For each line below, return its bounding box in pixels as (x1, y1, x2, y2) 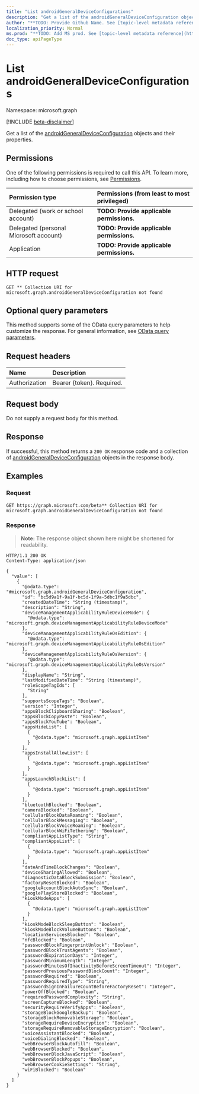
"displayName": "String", (21, 672, 86, 678)
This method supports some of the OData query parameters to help (6, 321, 171, 328)
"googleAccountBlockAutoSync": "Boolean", (21, 885, 129, 891)
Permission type (9, 193, 57, 201)
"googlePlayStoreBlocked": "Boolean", (21, 890, 118, 896)
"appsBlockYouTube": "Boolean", (21, 719, 102, 725)
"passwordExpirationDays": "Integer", (21, 952, 118, 959)
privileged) (97, 196, 129, 205)
